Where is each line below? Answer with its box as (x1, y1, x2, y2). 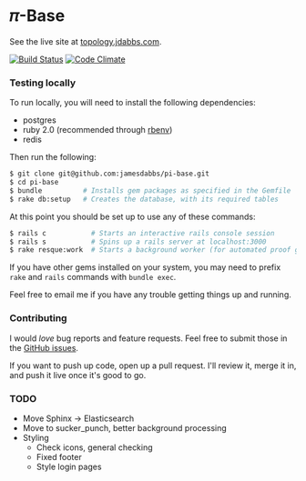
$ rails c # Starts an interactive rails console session (9, 228, 275, 237)
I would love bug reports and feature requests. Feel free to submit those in (9, 333, 288, 344)
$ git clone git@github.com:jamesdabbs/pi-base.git (9, 169, 209, 178)
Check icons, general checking (36, 442, 153, 453)
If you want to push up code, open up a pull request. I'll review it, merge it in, (9, 360, 297, 371)
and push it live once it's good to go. (9, 369, 147, 380)
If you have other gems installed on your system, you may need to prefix (9, 262, 281, 273)
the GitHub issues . (9, 342, 79, 353)
